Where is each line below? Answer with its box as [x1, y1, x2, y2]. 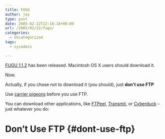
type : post [5, 16, 28, 21]
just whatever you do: [5, 106, 50, 112]
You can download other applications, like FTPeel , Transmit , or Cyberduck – [5, 100, 160, 107]
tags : [5, 40, 16, 45]
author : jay [5, 12, 30, 17]
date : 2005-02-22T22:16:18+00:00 [5, 21, 74, 26]
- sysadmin [9, 44, 32, 49]
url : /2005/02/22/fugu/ [5, 26, 55, 31]
